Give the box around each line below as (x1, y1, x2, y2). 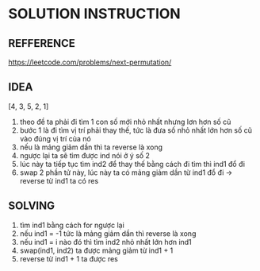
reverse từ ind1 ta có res (19, 176, 99, 185)
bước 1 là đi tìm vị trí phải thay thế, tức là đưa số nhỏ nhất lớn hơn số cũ (19, 125, 252, 135)
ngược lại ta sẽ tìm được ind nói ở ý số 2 (19, 150, 151, 160)
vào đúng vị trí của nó (19, 134, 91, 143)
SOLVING (8, 199, 55, 213)
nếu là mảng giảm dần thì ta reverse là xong (19, 142, 163, 152)
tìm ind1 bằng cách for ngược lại (19, 220, 124, 230)
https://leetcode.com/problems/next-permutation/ (8, 57, 172, 67)
